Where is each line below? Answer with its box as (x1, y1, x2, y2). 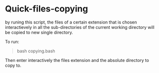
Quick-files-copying (5, 3, 88, 14)
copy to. (5, 62, 22, 68)
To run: (5, 38, 19, 44)
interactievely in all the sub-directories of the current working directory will (5, 24, 155, 30)
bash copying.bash (16, 48, 56, 54)
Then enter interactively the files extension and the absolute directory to (5, 57, 149, 63)
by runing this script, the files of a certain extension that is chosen (5, 19, 137, 25)
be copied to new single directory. (5, 29, 73, 35)
